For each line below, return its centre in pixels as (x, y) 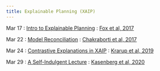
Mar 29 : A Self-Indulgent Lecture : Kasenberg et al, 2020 (76, 62)
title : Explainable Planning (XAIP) (51, 11)
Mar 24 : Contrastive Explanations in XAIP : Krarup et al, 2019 (80, 51)
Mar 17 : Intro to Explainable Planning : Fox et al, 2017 (70, 28)
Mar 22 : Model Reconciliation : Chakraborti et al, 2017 (72, 39)
